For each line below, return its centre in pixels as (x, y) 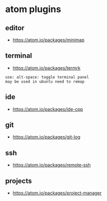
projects (19, 181)
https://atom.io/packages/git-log (46, 137)
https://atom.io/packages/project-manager (57, 193)
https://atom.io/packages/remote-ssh (51, 165)
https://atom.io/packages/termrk (46, 68)
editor (15, 28)
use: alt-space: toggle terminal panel (47, 77)
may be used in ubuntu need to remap (45, 82)
